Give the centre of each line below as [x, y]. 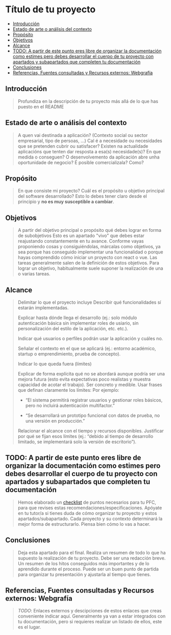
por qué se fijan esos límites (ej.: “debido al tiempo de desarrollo [86, 436]
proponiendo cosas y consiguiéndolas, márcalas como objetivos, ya [89, 247]
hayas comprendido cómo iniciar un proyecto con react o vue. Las [87, 257]
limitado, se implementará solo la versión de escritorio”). [77, 442]
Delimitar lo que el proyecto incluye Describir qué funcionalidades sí [89, 302]
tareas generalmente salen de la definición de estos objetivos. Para [88, 263]
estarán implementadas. [43, 308]
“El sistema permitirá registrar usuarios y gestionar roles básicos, [94, 400]
